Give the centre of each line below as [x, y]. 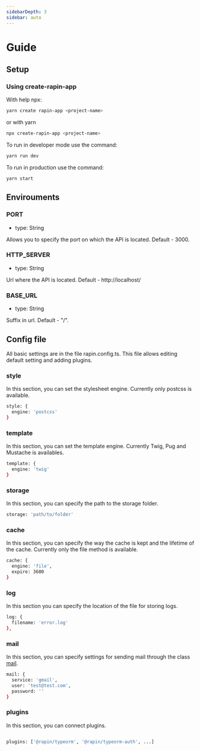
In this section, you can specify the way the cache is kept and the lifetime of [100, 543]
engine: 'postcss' [35, 412]
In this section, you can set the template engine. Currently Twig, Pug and [96, 446]
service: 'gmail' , [35, 680]
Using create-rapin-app [41, 87]
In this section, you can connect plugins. [56, 725]
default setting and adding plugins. [49, 360]
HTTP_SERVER [28, 255]
